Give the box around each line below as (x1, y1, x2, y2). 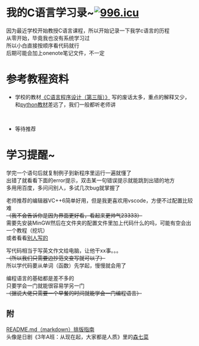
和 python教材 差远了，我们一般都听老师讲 (14, 100, 116, 108)
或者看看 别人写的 (6, 234, 48, 241)
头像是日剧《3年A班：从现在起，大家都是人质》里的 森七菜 (6, 333, 149, 340)
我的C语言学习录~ (6, 6, 94, 20)
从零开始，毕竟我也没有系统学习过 (6, 34, 90, 41)
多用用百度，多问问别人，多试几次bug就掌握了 (6, 184, 120, 191)
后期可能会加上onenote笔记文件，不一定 (6, 49, 105, 56)
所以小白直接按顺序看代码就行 (6, 42, 79, 49)
